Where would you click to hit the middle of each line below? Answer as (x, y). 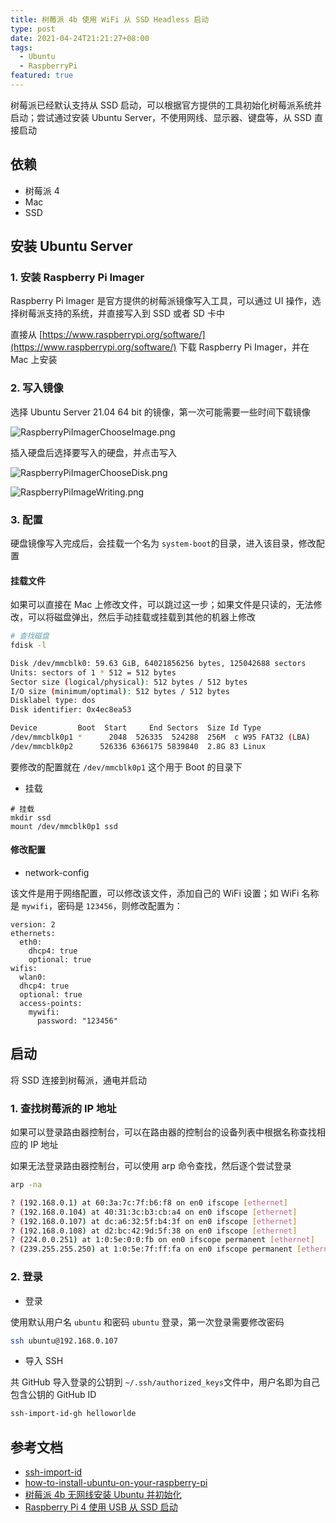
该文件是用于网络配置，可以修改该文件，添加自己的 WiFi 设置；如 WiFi (155, 893)
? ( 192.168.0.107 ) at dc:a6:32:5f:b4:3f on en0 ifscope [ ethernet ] (154, 1221)
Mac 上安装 (34, 360)
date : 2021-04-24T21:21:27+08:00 (80, 38)
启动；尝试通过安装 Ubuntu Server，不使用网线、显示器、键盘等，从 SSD (161, 117)
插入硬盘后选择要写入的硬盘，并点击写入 (93, 452)
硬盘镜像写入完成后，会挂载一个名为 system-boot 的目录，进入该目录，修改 (163, 543)
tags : (21, 47)
